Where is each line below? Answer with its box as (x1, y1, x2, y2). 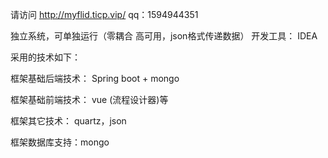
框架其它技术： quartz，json (10, 115, 127, 127)
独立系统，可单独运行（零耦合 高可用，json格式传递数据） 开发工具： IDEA (10, 30, 318, 42)
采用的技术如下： (10, 51, 81, 63)
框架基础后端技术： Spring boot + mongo (10, 73, 180, 84)
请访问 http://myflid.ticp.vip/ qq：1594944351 (10, 9, 199, 20)
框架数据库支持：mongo (10, 136, 110, 148)
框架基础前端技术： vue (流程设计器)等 (10, 94, 169, 105)
